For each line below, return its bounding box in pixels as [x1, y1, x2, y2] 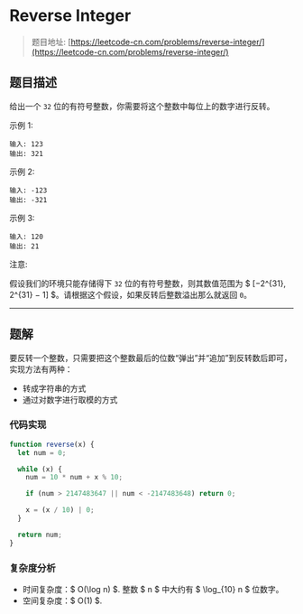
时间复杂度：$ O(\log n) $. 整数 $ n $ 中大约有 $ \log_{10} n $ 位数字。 [22, 584, 284, 595]
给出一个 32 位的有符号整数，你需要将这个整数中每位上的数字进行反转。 [9, 100, 275, 111]
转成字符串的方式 [22, 383, 87, 394]
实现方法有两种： [9, 363, 73, 375]
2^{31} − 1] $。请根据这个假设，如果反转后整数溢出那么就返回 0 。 [9, 289, 252, 300]
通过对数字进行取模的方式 [22, 394, 118, 405]
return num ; [17, 530, 63, 539]
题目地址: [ [31, 36, 71, 47]
